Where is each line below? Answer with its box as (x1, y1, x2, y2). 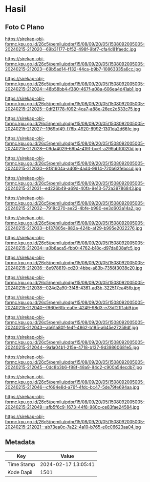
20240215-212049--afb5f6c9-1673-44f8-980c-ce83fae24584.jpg (5, 404, 140, 410)
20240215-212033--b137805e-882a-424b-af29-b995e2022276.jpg (5, 225, 143, 231)
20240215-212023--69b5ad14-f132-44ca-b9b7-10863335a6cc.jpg (5, 66, 141, 72)
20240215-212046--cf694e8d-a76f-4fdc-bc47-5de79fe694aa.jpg (5, 384, 140, 390)
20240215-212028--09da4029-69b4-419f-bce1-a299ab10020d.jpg (5, 146, 142, 151)
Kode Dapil (7, 469, 33, 476)
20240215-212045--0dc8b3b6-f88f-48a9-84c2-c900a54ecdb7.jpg (5, 365, 142, 370)
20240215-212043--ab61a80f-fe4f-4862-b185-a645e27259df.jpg (5, 324, 138, 330)
